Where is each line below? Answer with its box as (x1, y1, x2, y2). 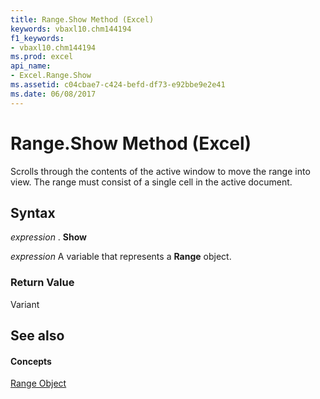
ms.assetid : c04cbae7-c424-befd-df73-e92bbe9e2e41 (10, 80, 226, 90)
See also (10, 327, 65, 345)
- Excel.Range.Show (10, 71, 92, 81)
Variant (10, 298, 40, 310)
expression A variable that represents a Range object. (10, 251, 232, 263)
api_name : (10, 61, 52, 71)
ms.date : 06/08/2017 (10, 89, 97, 99)
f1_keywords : (10, 33, 65, 43)
